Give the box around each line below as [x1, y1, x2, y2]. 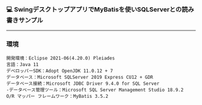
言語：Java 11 [6, 61, 39, 67]
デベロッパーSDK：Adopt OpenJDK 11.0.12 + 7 [6, 67, 113, 74]
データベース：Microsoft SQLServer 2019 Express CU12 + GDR [6, 74, 153, 80]
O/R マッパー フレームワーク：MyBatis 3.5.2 [6, 93, 109, 99]
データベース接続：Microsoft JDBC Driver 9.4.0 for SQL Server [6, 81, 160, 87]
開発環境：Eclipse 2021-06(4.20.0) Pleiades [6, 55, 115, 61]
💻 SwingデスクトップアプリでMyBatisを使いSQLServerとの [6, 5, 182, 13]
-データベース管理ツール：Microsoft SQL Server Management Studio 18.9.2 [6, 87, 184, 93]
